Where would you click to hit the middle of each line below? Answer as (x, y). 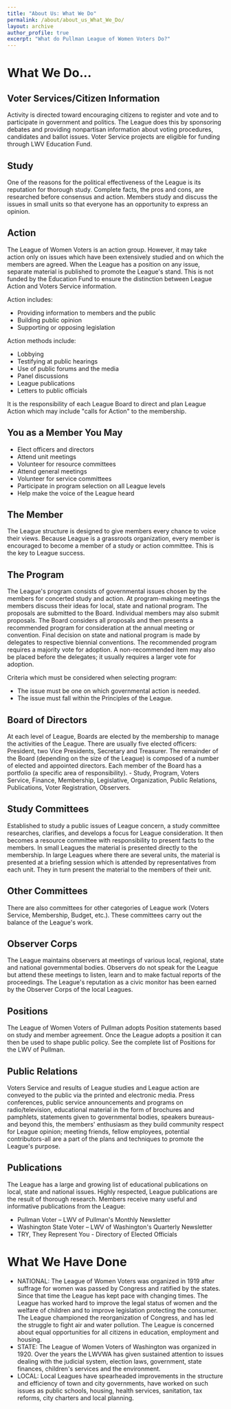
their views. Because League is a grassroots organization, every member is (113, 539)
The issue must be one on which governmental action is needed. (109, 691)
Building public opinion (49, 320)
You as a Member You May (65, 433)
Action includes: (30, 299)
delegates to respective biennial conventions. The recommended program (112, 643)
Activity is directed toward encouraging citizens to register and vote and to (113, 115)
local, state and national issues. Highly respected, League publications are (112, 1191)
